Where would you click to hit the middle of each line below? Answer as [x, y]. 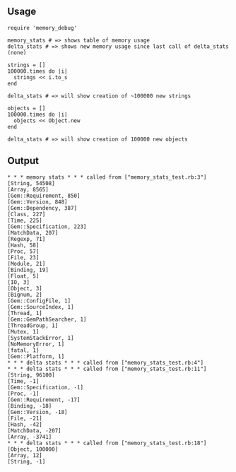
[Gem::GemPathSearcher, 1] [47, 319]
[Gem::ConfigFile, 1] [39, 301]
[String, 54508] [31, 183]
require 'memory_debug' [42, 28]
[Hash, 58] [23, 245]
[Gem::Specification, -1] [45, 387]
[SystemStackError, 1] [41, 338]
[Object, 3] [25, 288]
